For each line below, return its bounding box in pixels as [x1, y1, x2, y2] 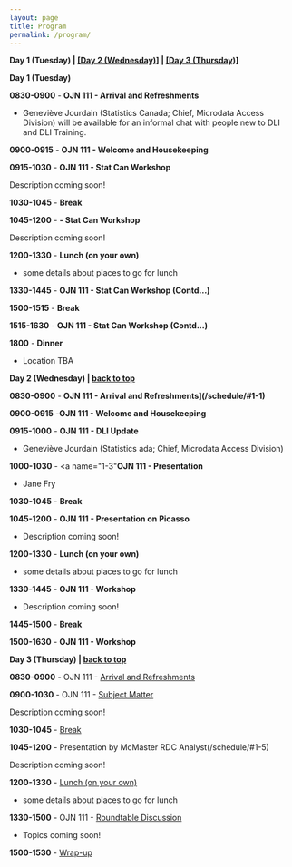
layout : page [9, 13, 59, 23]
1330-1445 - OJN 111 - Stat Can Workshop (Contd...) [9, 285, 210, 296]
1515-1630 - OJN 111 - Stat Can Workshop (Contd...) [9, 320, 209, 331]
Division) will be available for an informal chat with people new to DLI [22, 117, 281, 128]
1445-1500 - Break [9, 619, 83, 630]
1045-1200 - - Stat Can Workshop [9, 215, 141, 226]
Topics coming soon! [22, 830, 102, 841]
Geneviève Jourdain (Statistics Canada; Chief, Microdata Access [22, 108, 265, 119]
